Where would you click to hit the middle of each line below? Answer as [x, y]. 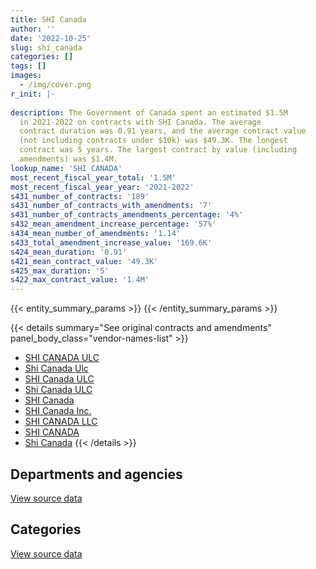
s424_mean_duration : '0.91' [69, 252]
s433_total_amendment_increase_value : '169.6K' [111, 242]
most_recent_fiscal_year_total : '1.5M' [93, 177]
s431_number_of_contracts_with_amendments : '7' [111, 206]
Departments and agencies [96, 474]
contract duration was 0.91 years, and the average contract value [163, 131]
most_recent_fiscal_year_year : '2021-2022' [102, 187]
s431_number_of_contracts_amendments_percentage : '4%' [127, 215]
